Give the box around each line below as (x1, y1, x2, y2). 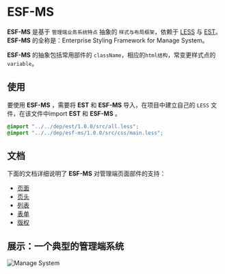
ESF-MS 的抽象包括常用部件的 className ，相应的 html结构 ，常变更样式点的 (7, 51, 216, 59)
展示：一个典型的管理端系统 (7, 240, 124, 252)
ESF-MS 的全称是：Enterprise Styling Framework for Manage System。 (7, 36, 209, 45)
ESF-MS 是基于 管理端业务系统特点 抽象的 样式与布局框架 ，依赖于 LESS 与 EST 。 (7, 27, 222, 36)
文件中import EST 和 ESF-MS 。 (30, 109, 122, 117)
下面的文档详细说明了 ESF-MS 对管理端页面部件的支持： (7, 169, 166, 178)
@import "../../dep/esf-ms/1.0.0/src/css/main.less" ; (7, 129, 164, 136)
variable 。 (7, 59, 38, 67)
